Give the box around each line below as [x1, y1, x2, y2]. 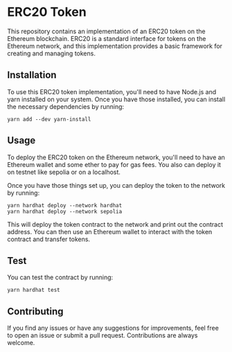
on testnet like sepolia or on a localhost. [7, 168, 121, 176]
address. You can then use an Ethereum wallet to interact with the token [7, 227, 213, 236]
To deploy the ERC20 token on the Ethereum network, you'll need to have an [7, 153, 225, 161]
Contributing [7, 306, 64, 317]
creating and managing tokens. [7, 49, 96, 58]
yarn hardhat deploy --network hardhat [7, 202, 123, 209]
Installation [7, 69, 57, 81]
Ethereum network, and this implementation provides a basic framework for [7, 42, 223, 50]
